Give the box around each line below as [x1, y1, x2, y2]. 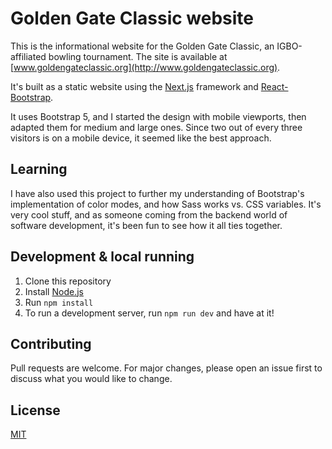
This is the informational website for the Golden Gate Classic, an [10, 40, 275, 52]
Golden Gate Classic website [10, 7, 255, 30]
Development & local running [10, 248, 195, 266]
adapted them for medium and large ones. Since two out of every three [10, 121, 303, 133]
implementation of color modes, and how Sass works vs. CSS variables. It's [10, 198, 322, 210]
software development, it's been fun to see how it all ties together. [10, 219, 283, 231]
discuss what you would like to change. [10, 373, 173, 385]
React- [260, 80, 289, 92]
